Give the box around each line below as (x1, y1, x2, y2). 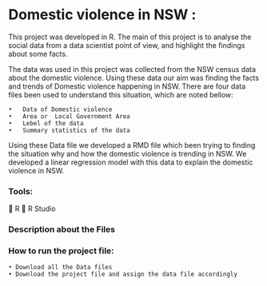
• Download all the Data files (8, 264, 113, 272)
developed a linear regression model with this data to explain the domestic (8, 157, 253, 167)
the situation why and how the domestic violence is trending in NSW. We (8, 149, 247, 158)
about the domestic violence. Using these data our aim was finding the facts (8, 73, 260, 82)
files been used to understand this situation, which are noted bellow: (8, 89, 233, 99)
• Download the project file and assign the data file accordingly (8, 270, 238, 279)
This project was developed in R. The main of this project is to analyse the (8, 32, 252, 42)
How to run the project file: (8, 245, 114, 256)
